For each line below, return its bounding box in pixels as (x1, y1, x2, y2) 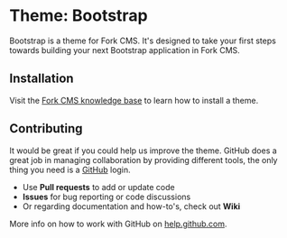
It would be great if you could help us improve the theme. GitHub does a (9, 145, 277, 156)
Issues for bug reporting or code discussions (22, 191, 191, 202)
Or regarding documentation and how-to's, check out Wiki (22, 200, 241, 212)
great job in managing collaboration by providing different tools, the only (9, 154, 278, 165)
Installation (9, 71, 74, 87)
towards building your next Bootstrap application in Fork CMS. (9, 44, 241, 55)
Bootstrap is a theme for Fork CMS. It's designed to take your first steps (9, 35, 277, 46)
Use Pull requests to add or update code (22, 181, 175, 192)
